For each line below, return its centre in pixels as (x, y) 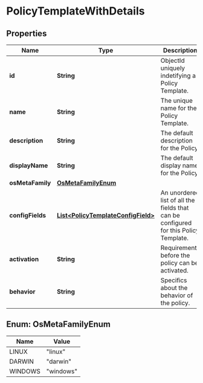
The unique (177, 101)
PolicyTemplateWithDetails (76, 11)
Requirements (180, 248)
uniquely (173, 68)
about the (174, 288)
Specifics (174, 280)
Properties (27, 34)
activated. (175, 270)
